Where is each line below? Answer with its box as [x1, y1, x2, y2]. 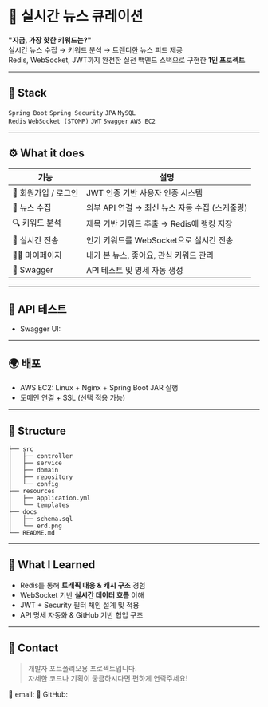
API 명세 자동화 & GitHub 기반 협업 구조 [19, 610, 144, 619]
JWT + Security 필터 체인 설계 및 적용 [19, 600, 140, 610]
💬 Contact [8, 642, 59, 655]
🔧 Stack [8, 86, 48, 100]
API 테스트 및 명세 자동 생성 [86, 264, 183, 275]
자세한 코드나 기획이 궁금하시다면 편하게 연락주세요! [27, 673, 188, 683]
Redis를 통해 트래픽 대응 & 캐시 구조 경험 [19, 580, 146, 590]
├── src [8, 445, 34, 453]
